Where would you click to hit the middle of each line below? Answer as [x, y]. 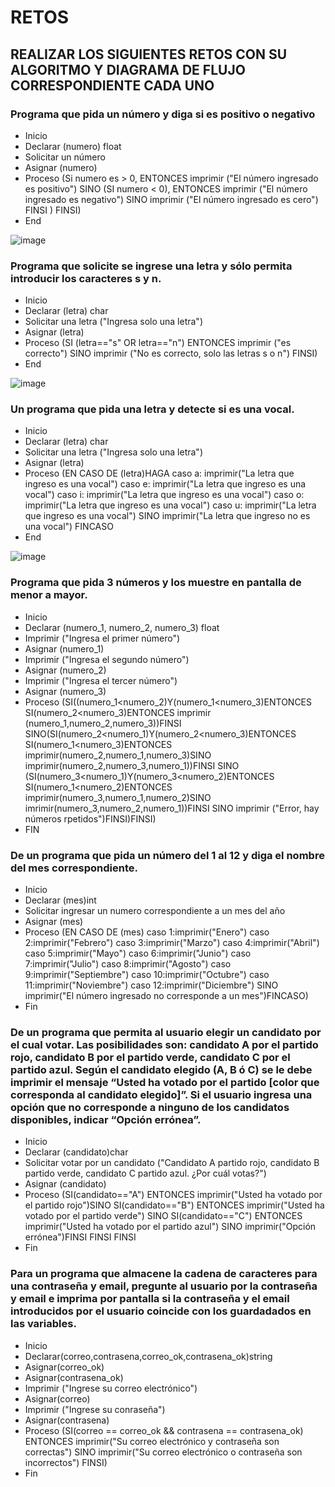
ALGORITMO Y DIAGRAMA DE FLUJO [128, 69]
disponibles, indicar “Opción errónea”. [106, 1119]
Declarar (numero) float [73, 146]
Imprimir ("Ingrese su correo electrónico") [111, 1388]
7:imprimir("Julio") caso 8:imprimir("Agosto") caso [128, 964]
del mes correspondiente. [74, 868]
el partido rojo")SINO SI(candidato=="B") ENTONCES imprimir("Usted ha [174, 1205]
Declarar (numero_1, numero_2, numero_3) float [122, 627]
